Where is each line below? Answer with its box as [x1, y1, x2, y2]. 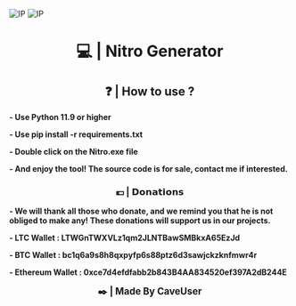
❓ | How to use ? [104, 84, 195, 99]
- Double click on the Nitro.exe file [9, 147, 138, 157]
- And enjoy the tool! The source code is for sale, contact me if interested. [9, 164, 288, 173]
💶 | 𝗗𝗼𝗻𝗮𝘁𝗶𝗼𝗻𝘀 [115, 185, 185, 197]
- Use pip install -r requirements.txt [9, 129, 144, 140]
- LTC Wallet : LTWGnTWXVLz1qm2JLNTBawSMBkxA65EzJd [9, 232, 241, 244]
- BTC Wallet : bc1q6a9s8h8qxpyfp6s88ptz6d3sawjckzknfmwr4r [9, 250, 258, 261]
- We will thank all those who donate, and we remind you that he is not [9, 205, 274, 217]
